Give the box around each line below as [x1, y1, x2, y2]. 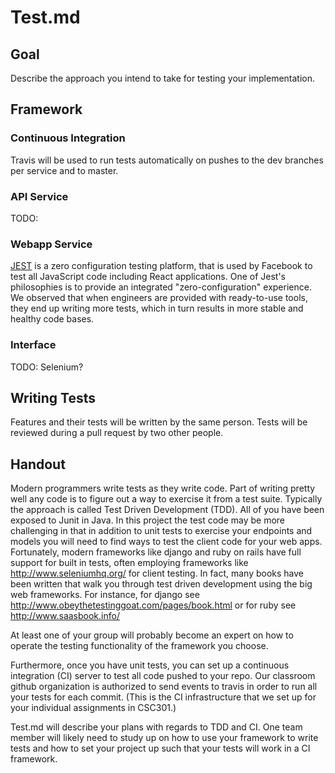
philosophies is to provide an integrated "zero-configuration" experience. [10, 281, 312, 293]
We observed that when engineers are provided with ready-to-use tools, [10, 292, 308, 304]
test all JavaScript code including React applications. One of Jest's [10, 271, 286, 283]
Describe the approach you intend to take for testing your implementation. [10, 72, 316, 84]
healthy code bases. [10, 313, 95, 325]
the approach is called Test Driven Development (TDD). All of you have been [10, 504, 325, 516]
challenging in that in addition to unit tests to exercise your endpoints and [10, 525, 313, 537]
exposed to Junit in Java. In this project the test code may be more [10, 514, 286, 526]
